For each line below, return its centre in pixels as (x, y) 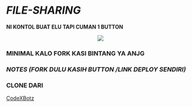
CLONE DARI (25, 85)
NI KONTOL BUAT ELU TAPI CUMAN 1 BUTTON (65, 27)
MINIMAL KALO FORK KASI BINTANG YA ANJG (75, 53)
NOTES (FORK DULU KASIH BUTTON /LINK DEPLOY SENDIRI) (96, 69)
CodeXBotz (20, 98)
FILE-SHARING (44, 10)
